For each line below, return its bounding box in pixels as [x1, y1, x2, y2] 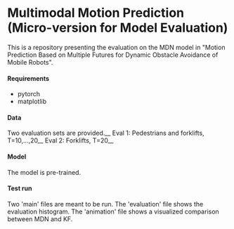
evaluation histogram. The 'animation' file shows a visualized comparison [7, 207, 219, 216]
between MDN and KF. [7, 214, 73, 223]
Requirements [7, 74, 50, 82]
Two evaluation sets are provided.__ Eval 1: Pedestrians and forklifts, [7, 129, 205, 138]
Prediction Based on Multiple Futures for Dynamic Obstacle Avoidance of [7, 51, 219, 59]
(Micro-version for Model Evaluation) [7, 20, 228, 36]
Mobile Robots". [7, 58, 53, 66]
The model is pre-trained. [7, 168, 82, 176]
